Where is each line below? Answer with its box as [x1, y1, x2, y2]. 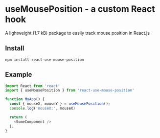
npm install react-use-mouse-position [5, 57, 84, 62]
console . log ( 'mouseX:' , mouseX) [9, 106, 76, 111]
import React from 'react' [5, 83, 60, 89]
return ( [9, 115, 27, 119]
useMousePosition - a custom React [5, 3, 155, 15]
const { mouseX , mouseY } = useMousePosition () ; [9, 101, 111, 106]
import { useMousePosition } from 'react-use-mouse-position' [5, 88, 135, 93]
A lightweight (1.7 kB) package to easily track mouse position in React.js [5, 30, 150, 36]
